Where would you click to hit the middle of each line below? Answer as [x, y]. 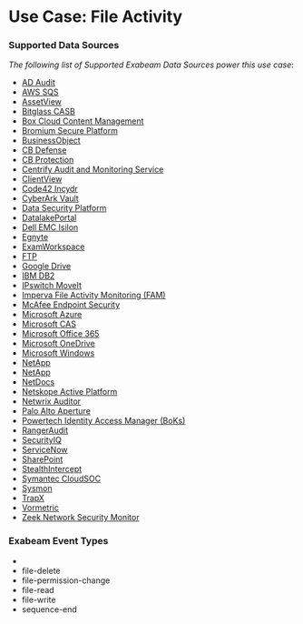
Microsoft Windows [58, 353]
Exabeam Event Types [59, 541]
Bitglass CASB [49, 112]
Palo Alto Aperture [56, 411]
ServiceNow [44, 450]
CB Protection [48, 160]
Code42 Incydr [49, 189]
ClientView [42, 179]
